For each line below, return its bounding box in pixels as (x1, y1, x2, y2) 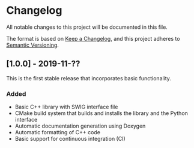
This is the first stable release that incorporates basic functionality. (6, 74, 171, 81)
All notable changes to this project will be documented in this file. (6, 23, 168, 31)
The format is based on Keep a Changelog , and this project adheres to (6, 35, 180, 42)
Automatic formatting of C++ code (14, 129, 101, 136)
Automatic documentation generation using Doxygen (14, 122, 146, 129)
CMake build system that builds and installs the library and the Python (14, 110, 188, 117)
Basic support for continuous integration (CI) (14, 135, 126, 143)
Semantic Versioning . (6, 41, 59, 49)
